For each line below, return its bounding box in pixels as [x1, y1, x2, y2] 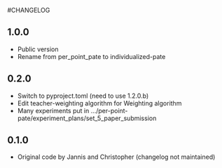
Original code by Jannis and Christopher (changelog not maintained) [17, 153, 216, 161]
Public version [17, 45, 59, 53]
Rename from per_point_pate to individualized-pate [17, 52, 166, 60]
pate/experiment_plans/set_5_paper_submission [17, 114, 157, 122]
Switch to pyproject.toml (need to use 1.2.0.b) [17, 91, 149, 100]
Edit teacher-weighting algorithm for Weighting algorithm [17, 98, 182, 108]
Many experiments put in [17, 106, 90, 115]
